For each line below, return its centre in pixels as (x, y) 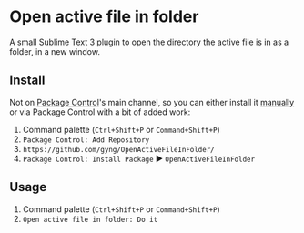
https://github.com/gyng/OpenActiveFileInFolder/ (119, 149)
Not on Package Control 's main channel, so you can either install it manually (152, 102)
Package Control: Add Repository (86, 140)
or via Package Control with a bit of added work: (100, 112)
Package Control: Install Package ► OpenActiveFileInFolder (139, 158)
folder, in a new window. (55, 51)
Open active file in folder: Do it (90, 219)
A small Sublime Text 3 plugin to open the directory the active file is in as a (149, 42)
